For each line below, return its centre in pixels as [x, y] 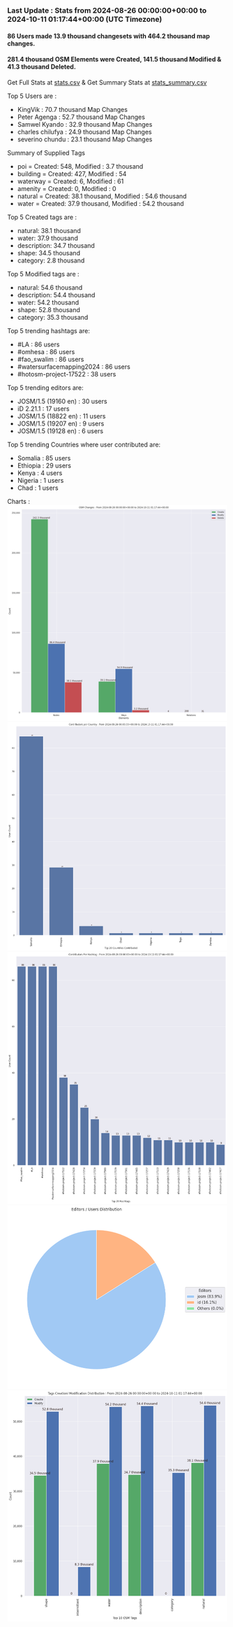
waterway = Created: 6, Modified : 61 [70, 181]
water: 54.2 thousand [48, 302]
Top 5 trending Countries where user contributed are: [84, 444]
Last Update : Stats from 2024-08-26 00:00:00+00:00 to [107, 10]
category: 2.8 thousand [51, 260]
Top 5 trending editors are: [45, 388]
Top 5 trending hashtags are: [49, 330]
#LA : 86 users [38, 344]
